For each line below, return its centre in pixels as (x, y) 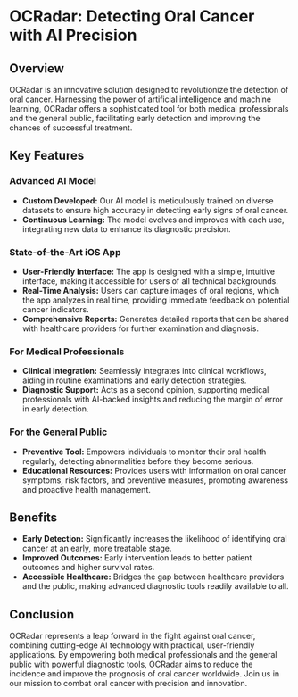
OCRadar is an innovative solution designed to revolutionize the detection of (149, 90)
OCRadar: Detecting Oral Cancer (132, 17)
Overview (37, 68)
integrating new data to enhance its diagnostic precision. (126, 228)
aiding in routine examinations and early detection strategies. (134, 380)
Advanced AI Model (53, 181)
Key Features (47, 156)
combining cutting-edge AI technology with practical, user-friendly (132, 645)
